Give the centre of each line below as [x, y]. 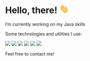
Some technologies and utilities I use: [44, 34]
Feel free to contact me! [30, 54]
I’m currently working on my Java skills [45, 24]
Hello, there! [31, 10]
